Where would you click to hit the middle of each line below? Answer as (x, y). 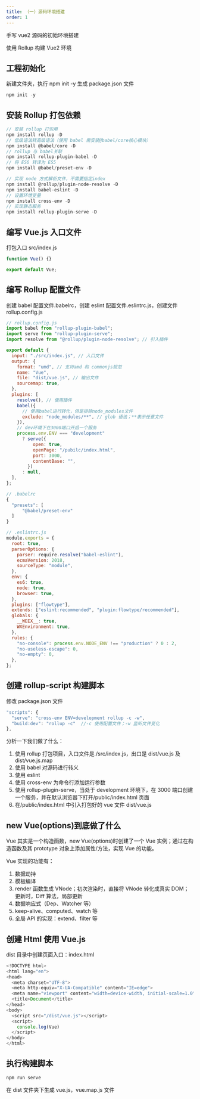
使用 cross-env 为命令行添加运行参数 (60, 782)
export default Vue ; (32, 270)
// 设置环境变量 (24, 195)
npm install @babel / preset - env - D (49, 168)
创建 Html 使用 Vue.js (46, 939)
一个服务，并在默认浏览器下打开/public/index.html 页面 (82, 797)
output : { (24, 361)
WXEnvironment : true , (43, 627)
